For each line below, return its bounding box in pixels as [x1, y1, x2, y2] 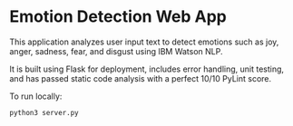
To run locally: [9, 91, 63, 102]
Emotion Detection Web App [9, 6, 227, 27]
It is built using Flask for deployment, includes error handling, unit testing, [9, 63, 284, 74]
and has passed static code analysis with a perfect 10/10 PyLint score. [9, 73, 272, 83]
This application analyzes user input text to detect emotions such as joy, [9, 36, 279, 47]
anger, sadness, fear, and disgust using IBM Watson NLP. [9, 45, 224, 56]
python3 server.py [9, 108, 79, 117]
